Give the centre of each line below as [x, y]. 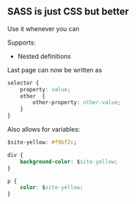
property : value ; [45, 89]
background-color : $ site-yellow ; [69, 161]
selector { [23, 83]
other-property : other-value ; [77, 103]
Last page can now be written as [55, 69]
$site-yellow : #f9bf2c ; [42, 142]
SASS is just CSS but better [68, 12]
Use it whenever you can [43, 28]
